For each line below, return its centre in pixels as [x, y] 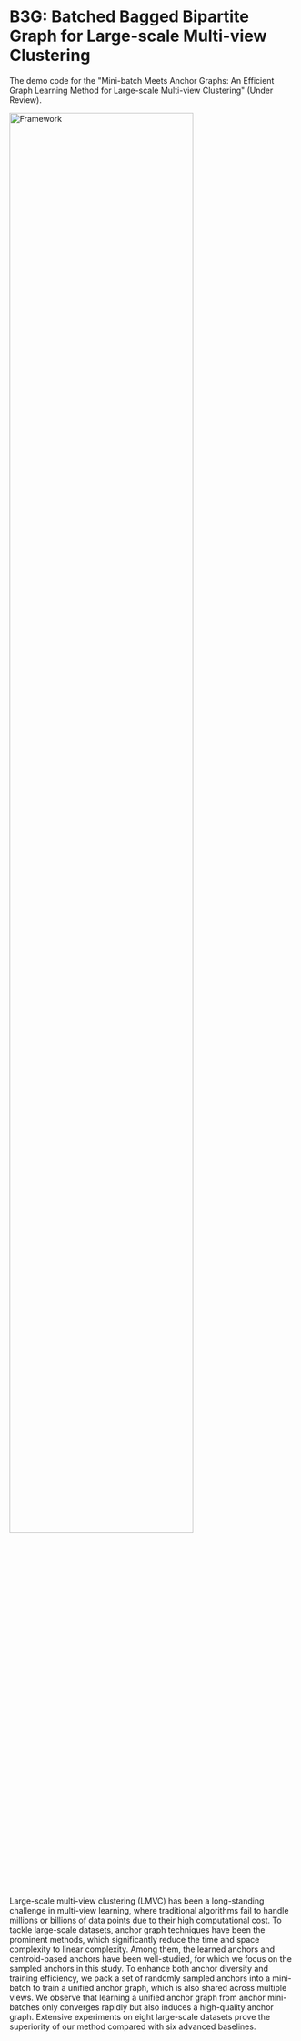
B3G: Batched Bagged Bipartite [130, 17]
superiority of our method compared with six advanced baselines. [133, 2026]
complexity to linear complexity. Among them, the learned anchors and [142, 1949]
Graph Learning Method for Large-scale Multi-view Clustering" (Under [141, 90]
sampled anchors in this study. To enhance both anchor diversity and [139, 1968]
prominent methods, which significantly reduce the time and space [135, 1939]
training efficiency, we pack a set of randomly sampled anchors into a [140, 1978]
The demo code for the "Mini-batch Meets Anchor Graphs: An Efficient [142, 80]
